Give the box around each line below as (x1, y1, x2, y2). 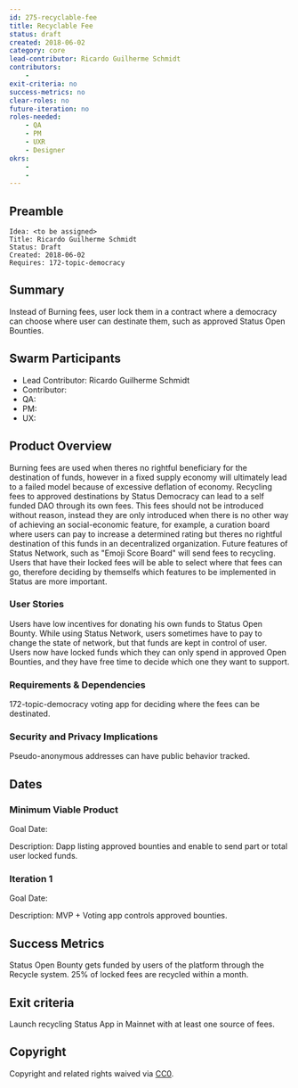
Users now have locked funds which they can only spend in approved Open (9, 647, 287, 657)
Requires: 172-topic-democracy (9, 259, 125, 268)
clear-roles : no (9, 95, 69, 105)
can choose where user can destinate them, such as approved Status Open (9, 316, 286, 326)
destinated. (9, 708, 51, 719)
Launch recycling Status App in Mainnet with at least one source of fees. (9, 1018, 276, 1029)
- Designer (25, 145, 66, 154)
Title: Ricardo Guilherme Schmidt (9, 235, 138, 244)
